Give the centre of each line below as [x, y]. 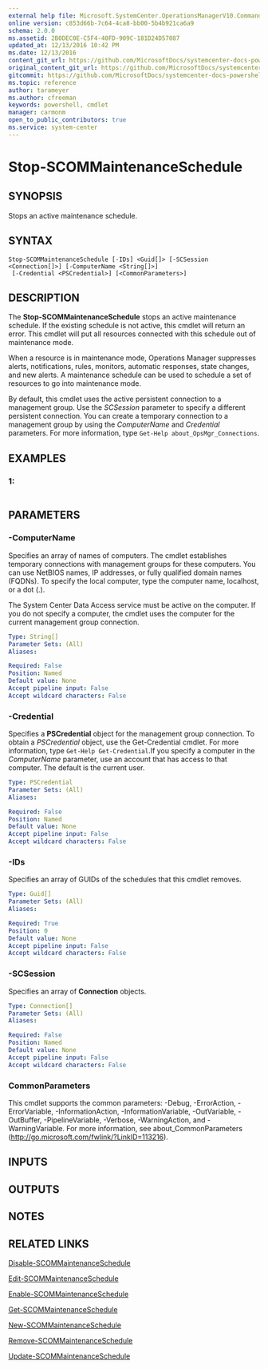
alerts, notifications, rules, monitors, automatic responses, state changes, [129, 367]
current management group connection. [74, 622]
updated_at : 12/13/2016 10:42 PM [64, 46]
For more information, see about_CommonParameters [155, 1128]
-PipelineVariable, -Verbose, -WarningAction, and [124, 1120]
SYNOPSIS [35, 197]
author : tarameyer [39, 90]
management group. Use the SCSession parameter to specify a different [127, 407]
